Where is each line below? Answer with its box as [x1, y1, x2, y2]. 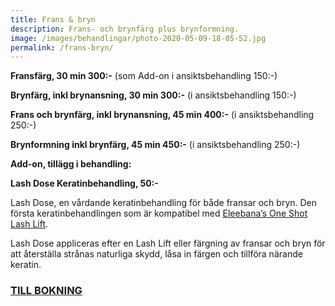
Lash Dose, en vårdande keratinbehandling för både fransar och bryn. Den [10, 197, 318, 209]
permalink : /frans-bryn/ [10, 42, 114, 53]
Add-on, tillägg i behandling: [10, 158, 132, 170]
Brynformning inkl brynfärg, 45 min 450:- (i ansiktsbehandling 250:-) [10, 139, 301, 151]
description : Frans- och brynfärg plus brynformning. [10, 24, 240, 34]
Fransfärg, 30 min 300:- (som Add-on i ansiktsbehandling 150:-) [10, 70, 278, 82]
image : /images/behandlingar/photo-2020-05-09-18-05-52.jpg [10, 33, 267, 43]
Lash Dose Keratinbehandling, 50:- [10, 177, 159, 190]
